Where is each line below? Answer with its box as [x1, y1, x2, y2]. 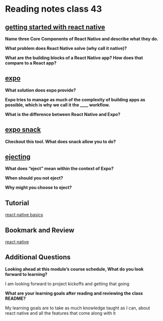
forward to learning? [5, 271, 48, 277]
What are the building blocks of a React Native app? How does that [5, 55, 143, 61]
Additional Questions [5, 253, 71, 261]
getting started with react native [5, 23, 105, 31]
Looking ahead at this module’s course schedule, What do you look [5, 266, 144, 272]
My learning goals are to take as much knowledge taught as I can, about [5, 305, 150, 311]
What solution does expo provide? [5, 87, 76, 93]
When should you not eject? [5, 175, 63, 181]
